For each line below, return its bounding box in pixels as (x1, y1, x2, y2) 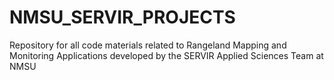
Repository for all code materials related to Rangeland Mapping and (9, 39, 287, 51)
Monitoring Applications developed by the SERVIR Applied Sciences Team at (9, 49, 324, 61)
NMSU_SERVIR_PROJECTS (9, 6, 236, 29)
